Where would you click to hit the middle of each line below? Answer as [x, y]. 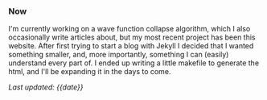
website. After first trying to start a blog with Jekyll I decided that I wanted [131, 46]
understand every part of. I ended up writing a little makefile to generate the [134, 63]
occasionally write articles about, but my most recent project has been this [132, 37]
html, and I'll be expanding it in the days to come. [90, 72]
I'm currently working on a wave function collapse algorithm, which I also [129, 29]
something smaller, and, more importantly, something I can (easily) [119, 55]
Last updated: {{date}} [46, 87]
